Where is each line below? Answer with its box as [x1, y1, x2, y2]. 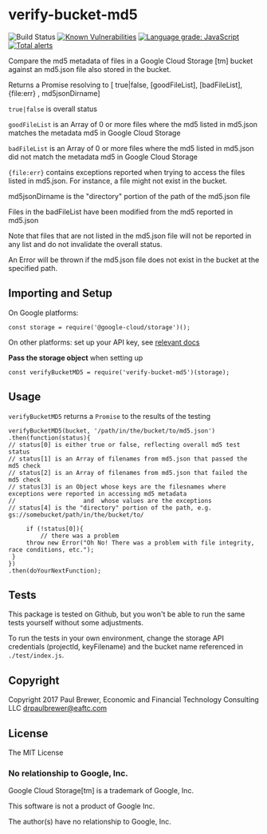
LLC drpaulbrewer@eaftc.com [8, 704, 108, 713]
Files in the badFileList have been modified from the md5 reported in [8, 206, 234, 217]
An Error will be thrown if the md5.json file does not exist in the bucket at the [8, 254, 260, 265]
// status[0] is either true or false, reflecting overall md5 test [8, 441, 241, 449]
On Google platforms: [8, 308, 79, 317]
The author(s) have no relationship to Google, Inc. [8, 817, 171, 827]
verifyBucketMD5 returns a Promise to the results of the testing [8, 411, 211, 421]
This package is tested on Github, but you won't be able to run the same [8, 609, 245, 619]
